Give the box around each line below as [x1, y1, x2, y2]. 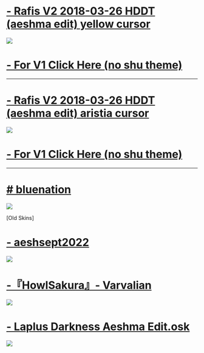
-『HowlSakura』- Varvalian [6, 278, 152, 292]
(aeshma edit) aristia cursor [6, 106, 149, 120]
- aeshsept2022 [6, 235, 89, 249]
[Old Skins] [6, 214, 35, 221]
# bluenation [6, 182, 72, 196]
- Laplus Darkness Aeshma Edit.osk [6, 320, 190, 334]
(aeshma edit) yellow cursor [6, 17, 151, 31]
